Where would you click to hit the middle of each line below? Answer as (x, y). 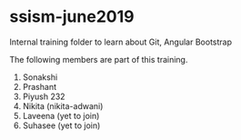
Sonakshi (40, 77)
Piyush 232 (44, 96)
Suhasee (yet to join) (61, 125)
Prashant (40, 86)
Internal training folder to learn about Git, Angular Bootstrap (121, 42)
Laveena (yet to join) (61, 115)
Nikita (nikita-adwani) (63, 105)
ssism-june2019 (72, 17)
